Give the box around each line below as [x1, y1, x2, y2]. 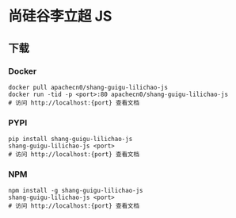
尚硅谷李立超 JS [8, 7, 112, 25]
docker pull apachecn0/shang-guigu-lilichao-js [8, 83, 169, 91]
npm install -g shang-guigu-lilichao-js [8, 187, 144, 195]
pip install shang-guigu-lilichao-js [8, 136, 133, 143]
